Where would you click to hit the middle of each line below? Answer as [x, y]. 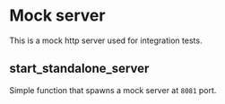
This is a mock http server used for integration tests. [106, 40]
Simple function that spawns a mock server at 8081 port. [113, 90]
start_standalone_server [79, 69]
